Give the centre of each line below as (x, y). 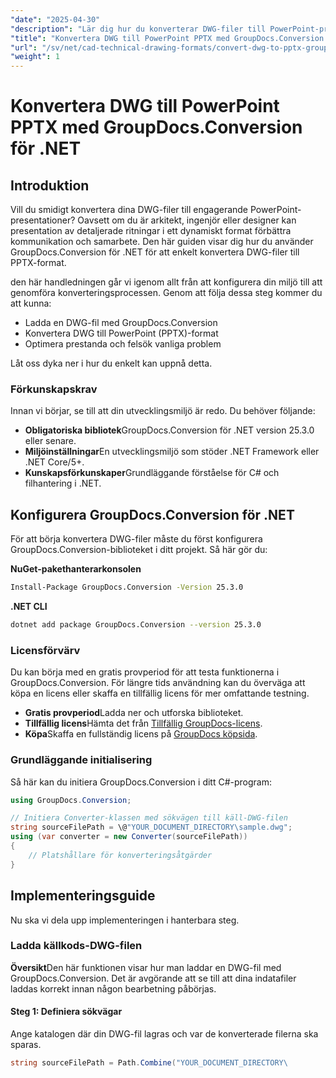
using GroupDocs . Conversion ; (71, 800)
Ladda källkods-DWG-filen (76, 946)
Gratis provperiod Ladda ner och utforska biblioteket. (134, 713)
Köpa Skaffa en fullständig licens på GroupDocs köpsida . (141, 734)
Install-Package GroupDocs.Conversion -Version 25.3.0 (127, 587)
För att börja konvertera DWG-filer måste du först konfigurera (136, 539)
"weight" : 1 (35, 57)
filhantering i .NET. (63, 483)
